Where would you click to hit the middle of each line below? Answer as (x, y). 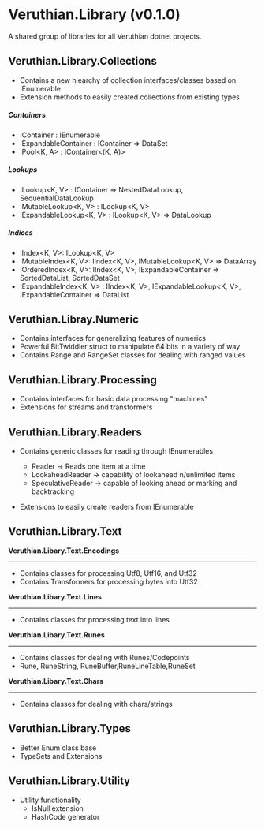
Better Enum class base (58, 748)
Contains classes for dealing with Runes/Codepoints (105, 657)
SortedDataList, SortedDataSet (69, 278)
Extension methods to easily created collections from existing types (130, 97)
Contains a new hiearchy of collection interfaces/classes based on (128, 80)
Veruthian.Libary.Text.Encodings (64, 551)
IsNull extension (58, 808)
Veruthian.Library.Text (65, 531)
